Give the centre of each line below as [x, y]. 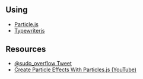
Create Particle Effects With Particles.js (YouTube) [75, 69]
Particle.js [26, 24]
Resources [26, 49]
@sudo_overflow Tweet [43, 64]
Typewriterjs [29, 30]
